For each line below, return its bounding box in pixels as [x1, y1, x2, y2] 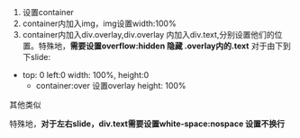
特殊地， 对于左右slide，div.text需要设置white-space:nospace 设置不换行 [9, 118, 286, 129]
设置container [22, 7, 75, 17]
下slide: [22, 52, 51, 62]
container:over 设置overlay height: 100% [35, 81, 186, 91]
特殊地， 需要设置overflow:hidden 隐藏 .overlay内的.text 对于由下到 [38, 40, 291, 51]
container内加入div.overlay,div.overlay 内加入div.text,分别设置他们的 [22, 30, 275, 39]
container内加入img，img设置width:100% [22, 18, 177, 29]
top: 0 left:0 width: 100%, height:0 [22, 70, 150, 80]
